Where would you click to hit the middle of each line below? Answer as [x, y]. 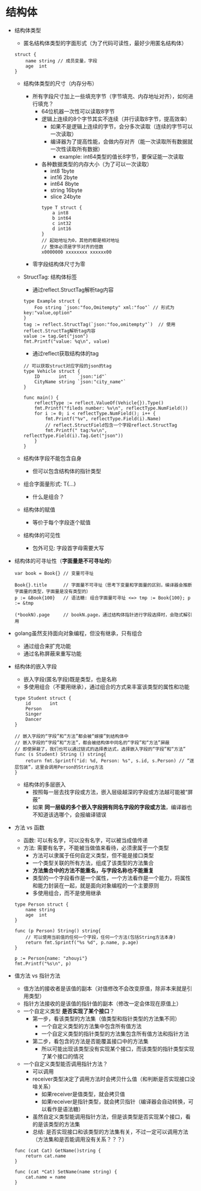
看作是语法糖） [65, 1109]
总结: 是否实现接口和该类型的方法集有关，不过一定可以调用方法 [110, 1131]
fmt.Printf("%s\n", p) [43, 964]
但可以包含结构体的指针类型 [67, 471]
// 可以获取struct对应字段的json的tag [67, 366]
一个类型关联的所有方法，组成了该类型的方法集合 [93, 863]
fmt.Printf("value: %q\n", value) [66, 341]
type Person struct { [41, 904]
